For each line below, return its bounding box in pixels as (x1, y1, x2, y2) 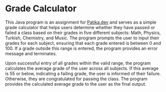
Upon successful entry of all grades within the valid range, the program (5, 60, 151, 66)
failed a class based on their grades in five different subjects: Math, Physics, (5, 30, 161, 35)
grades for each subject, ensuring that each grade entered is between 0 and (5, 40, 161, 46)
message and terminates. (5, 50, 57, 57)
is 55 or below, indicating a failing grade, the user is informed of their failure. (5, 70, 161, 76)
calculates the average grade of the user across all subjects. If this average (5, 65, 159, 71)
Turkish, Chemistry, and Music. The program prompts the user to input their (5, 35, 160, 41)
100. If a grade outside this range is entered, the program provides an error (5, 45, 158, 51)
